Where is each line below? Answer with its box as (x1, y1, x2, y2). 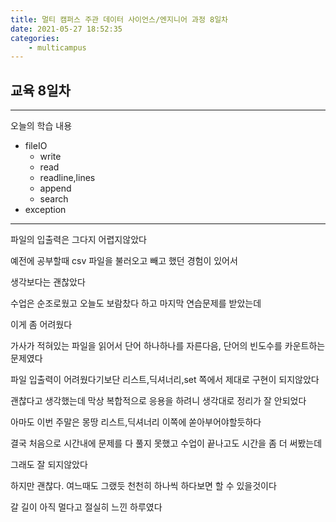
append (39, 182, 72, 195)
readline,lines (39, 172, 96, 184)
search (39, 193, 69, 205)
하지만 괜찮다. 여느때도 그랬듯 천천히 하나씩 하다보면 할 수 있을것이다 (10, 480, 277, 492)
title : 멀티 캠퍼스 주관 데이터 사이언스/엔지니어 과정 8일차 (10, 14, 229, 25)
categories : (10, 33, 60, 43)
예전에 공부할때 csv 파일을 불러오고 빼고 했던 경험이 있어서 (10, 255, 238, 267)
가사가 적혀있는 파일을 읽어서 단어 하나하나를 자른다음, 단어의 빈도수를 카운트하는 (10, 340, 326, 352)
